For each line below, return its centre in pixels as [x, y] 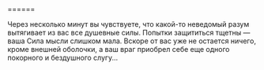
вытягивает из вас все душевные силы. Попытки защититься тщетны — [129, 33]
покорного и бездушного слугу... [63, 57]
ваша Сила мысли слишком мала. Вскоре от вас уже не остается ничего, [132, 41]
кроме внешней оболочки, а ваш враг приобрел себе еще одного [119, 49]
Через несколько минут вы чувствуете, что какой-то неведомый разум [128, 24]
